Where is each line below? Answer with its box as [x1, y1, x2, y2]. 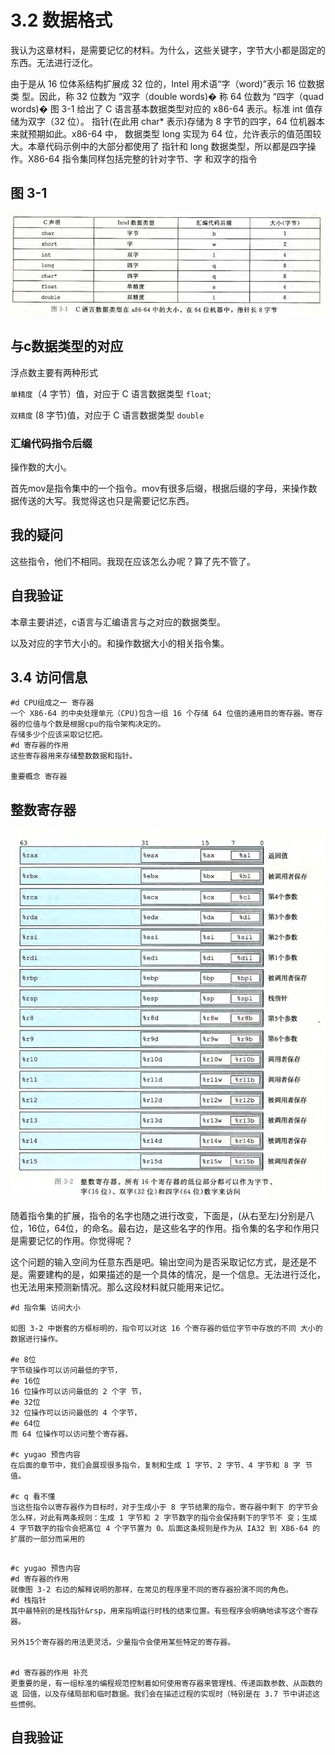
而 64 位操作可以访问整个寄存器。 [10, 1429, 133, 1439]
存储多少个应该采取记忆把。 [10, 730, 108, 740]
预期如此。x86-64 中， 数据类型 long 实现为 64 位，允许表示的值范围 [27, 127, 313, 140]
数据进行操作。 [10, 1334, 63, 1344]
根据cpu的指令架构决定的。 [69, 719, 166, 730]
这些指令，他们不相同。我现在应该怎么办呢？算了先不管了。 [10, 555, 256, 567]
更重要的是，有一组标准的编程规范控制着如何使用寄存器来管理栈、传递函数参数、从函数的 [10, 1678, 323, 1688]
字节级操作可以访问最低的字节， [10, 1365, 123, 1375]
